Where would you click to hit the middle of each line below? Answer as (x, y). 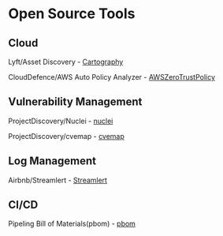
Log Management (52, 161)
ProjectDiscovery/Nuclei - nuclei (61, 121)
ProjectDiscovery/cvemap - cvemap (66, 136)
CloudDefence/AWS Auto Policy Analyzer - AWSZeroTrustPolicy (111, 77)
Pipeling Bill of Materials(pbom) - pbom (72, 224)
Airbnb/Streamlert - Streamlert (58, 180)
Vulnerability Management (75, 102)
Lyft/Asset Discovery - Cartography (66, 62)
